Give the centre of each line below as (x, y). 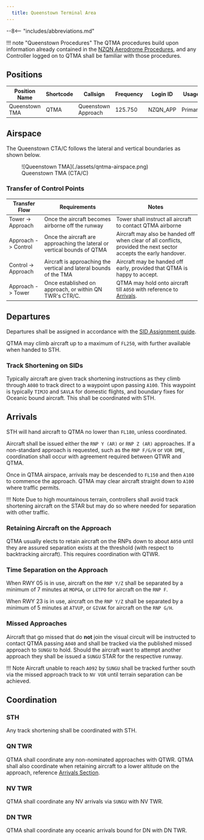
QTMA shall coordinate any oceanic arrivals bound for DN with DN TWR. (97, 830)
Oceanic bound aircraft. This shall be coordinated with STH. (81, 398)
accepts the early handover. (151, 253)
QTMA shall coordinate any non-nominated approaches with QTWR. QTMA (100, 759)
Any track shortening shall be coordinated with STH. (72, 731)
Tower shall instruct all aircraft (154, 219)
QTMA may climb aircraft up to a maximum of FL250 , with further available (98, 343)
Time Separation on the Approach (57, 570)
